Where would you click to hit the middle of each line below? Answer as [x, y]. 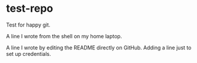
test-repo [30, 9]
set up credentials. [29, 54]
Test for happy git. [28, 25]
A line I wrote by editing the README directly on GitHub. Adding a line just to [99, 47]
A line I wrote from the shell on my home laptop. [64, 36]
